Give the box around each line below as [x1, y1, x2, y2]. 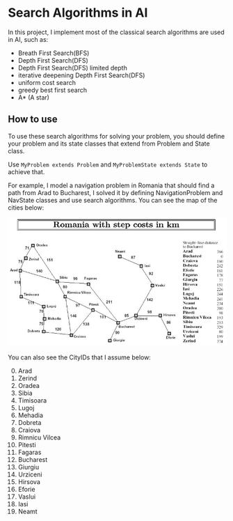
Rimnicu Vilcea [17, 433, 61, 442]
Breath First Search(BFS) [17, 49, 90, 57]
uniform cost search [17, 78, 76, 86]
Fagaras [17, 448, 42, 457]
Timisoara [17, 396, 47, 405]
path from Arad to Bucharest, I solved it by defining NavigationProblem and [8, 188, 223, 196]
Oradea [17, 382, 40, 390]
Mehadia [17, 411, 44, 419]
